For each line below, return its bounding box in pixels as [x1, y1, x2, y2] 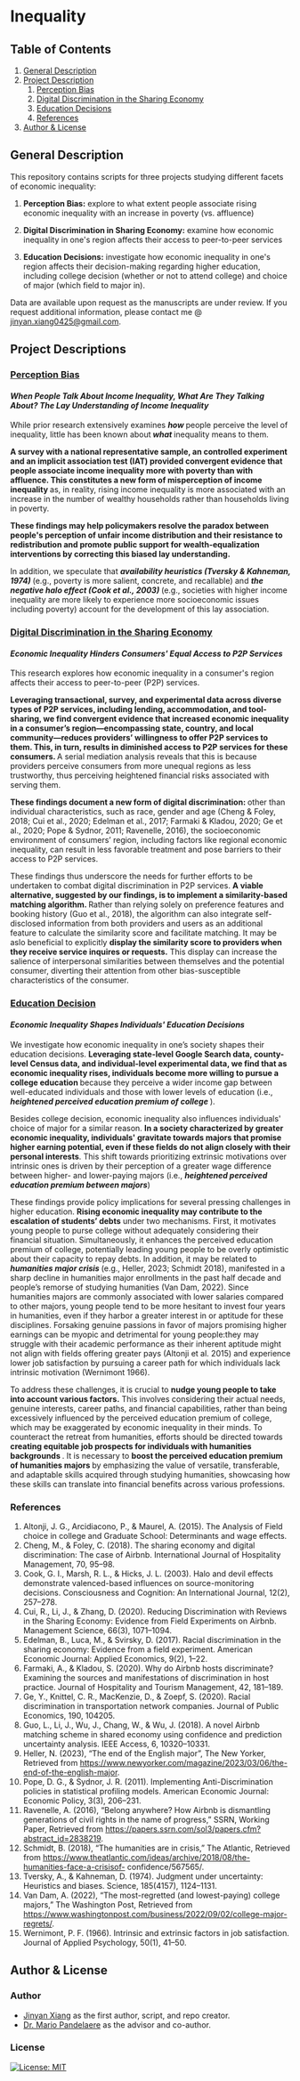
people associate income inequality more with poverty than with [10, 466, 253, 476]
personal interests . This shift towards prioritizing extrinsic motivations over [10, 1151, 288, 1162]
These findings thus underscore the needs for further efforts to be [10, 870, 253, 882]
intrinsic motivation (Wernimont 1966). [10, 1366, 150, 1377]
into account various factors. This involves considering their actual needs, [10, 1393, 286, 1404]
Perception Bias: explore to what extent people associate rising [22, 198, 257, 208]
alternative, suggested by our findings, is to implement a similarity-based [10, 890, 288, 901]
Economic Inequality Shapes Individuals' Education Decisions [10, 1019, 246, 1030]
